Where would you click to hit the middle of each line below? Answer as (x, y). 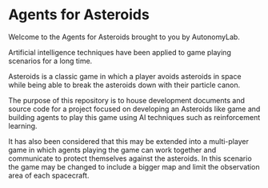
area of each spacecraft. (49, 175)
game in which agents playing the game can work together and (112, 150)
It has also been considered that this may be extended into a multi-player (129, 141)
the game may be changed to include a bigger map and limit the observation (134, 166)
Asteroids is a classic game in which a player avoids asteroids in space (125, 76)
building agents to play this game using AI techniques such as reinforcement (134, 117)
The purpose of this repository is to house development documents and (127, 100)
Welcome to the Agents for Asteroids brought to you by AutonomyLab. (124, 37)
